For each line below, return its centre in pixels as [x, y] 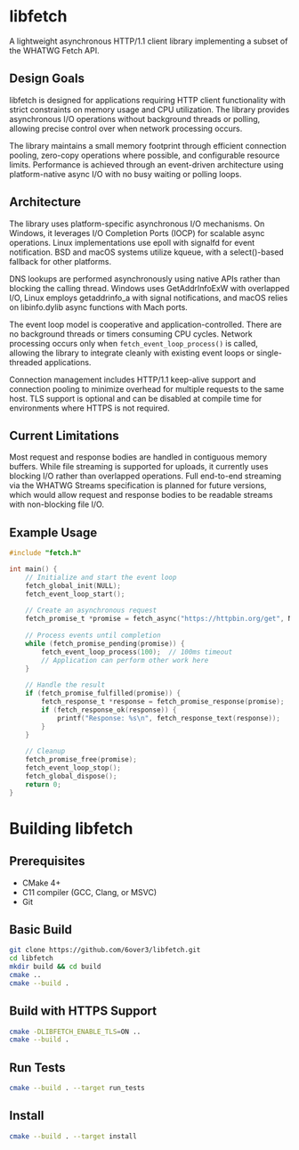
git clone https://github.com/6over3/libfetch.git [105, 950]
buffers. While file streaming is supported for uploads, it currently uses [139, 467]
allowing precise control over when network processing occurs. [126, 128]
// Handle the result [65, 685]
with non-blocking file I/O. [57, 504]
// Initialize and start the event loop [101, 577]
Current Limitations [65, 435]
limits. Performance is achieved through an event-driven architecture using [146, 164]
